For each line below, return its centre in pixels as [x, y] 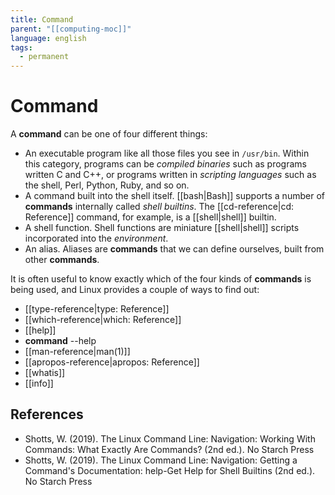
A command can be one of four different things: [109, 134]
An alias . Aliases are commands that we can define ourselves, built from [174, 249]
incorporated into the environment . [96, 238]
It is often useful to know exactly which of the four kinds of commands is [161, 279]
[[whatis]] [45, 373]
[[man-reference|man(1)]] [77, 352]
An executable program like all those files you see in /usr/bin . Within [167, 153]
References [47, 414]
